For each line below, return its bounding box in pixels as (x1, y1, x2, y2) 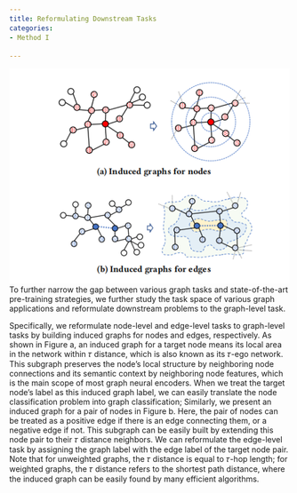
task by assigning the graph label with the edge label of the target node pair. (9, 444, 289, 455)
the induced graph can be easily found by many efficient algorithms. (9, 473, 260, 484)
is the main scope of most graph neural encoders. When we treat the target (9, 378, 285, 388)
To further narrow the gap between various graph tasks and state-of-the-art (9, 284, 289, 295)
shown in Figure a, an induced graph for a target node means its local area (9, 339, 282, 350)
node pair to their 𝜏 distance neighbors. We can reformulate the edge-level (9, 434, 283, 445)
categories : (9, 23, 53, 33)
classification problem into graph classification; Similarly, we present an (9, 396, 272, 408)
